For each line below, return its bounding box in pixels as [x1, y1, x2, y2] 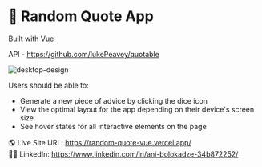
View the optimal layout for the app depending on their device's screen [19, 104, 255, 114]
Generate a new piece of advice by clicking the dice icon [19, 96, 208, 105]
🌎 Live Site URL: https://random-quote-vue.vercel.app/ [8, 137, 191, 147]
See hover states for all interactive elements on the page [19, 121, 207, 131]
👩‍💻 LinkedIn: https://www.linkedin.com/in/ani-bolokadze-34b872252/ [8, 149, 239, 159]
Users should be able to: [8, 80, 90, 90]
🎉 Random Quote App [8, 7, 154, 26]
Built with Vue [8, 34, 54, 43]
